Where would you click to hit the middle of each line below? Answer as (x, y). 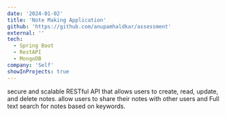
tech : (15, 39)
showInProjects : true (38, 71)
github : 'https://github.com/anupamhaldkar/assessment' (89, 26)
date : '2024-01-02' (35, 13)
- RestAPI (27, 53)
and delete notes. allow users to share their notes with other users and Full (113, 98)
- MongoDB (27, 59)
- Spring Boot (34, 46)
